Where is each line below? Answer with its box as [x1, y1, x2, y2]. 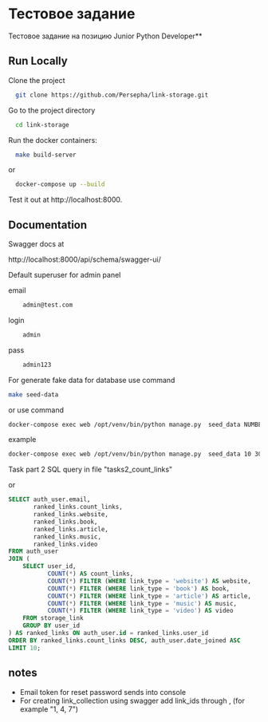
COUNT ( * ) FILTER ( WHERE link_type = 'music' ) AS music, [47, 599, 238, 607]
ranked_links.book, [33, 518, 98, 526]
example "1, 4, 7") [19, 704, 78, 714]
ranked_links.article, [33, 525, 109, 533]
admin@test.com [22, 301, 73, 310]
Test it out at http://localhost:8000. [8, 195, 123, 204]
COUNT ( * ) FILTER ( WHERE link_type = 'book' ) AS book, [47, 584, 230, 593]
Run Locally [8, 54, 68, 68]
